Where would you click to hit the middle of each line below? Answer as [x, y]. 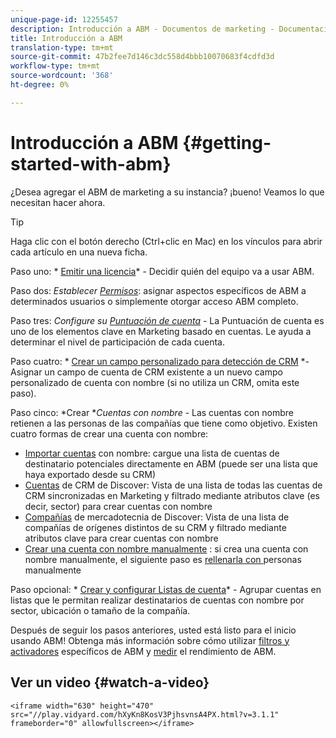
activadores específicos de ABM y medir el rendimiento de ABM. [143, 651]
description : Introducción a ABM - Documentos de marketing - [142, 29]
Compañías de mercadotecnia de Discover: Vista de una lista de [157, 517]
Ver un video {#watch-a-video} [110, 682]
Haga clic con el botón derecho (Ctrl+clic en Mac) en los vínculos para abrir [166, 241]
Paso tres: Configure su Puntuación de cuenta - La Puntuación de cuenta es [167, 320]
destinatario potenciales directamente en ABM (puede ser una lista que [171, 463]
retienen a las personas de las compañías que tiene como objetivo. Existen [164, 423]
